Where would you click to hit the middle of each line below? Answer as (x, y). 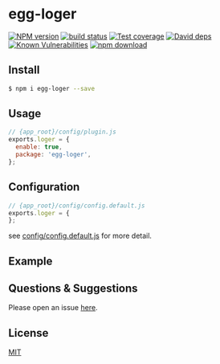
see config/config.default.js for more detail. (80, 236)
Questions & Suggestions (73, 289)
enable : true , (39, 147)
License (29, 333)
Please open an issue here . (53, 308)
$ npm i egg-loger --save (51, 88)
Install (24, 70)
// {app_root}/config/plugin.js (62, 132)
